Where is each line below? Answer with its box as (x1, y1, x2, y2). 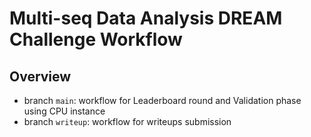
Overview (9, 68, 72, 85)
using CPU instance (23, 105, 106, 117)
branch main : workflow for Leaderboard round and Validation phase (23, 95, 302, 106)
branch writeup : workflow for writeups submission (23, 116, 232, 127)
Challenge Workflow (9, 28, 183, 51)
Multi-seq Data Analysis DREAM (9, 7, 283, 30)
